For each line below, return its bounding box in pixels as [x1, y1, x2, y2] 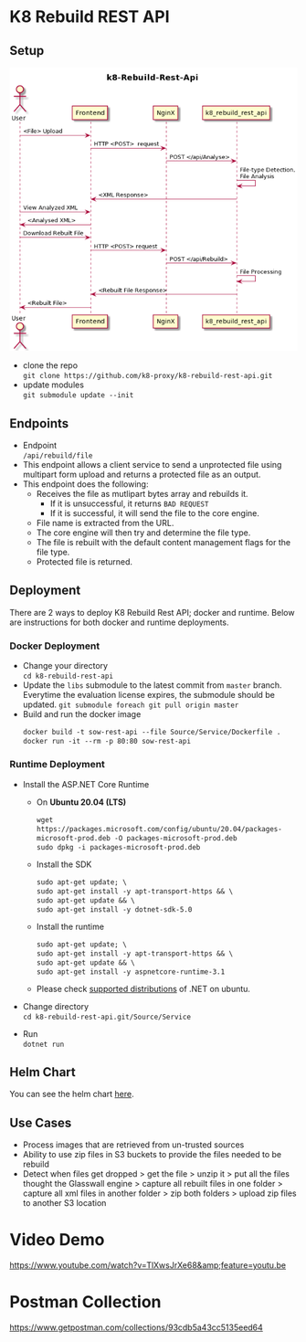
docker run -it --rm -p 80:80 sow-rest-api [22, 737, 192, 746]
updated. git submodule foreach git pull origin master [22, 699, 239, 710]
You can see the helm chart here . [9, 1089, 134, 1100]
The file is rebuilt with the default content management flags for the [36, 537, 290, 548]
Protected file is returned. [36, 556, 133, 567]
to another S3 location [22, 1198, 107, 1209]
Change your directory [22, 660, 108, 671]
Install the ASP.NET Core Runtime [22, 778, 150, 789]
